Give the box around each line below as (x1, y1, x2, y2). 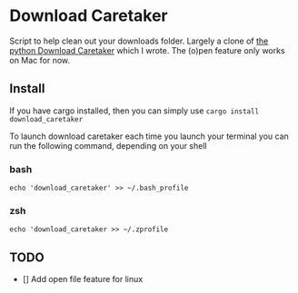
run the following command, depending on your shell (9, 140, 207, 151)
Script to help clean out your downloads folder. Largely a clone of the (9, 35, 269, 46)
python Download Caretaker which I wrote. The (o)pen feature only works (9, 44, 285, 55)
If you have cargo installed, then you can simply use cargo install (9, 105, 260, 116)
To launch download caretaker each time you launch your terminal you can (9, 131, 289, 142)
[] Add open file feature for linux (22, 274, 144, 285)
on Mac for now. (9, 54, 71, 65)
